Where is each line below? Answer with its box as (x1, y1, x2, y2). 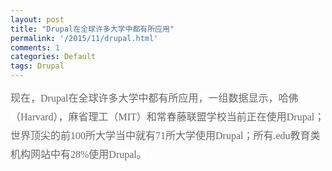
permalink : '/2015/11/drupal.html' (10, 33, 159, 43)
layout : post (10, 14, 65, 25)
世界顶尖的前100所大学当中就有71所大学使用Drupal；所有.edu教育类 (10, 130, 321, 141)
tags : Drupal (10, 61, 65, 71)
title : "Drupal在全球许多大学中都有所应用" (10, 24, 175, 34)
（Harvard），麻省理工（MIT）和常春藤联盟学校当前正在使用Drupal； (10, 111, 325, 123)
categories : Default (10, 52, 97, 62)
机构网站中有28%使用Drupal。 (10, 149, 147, 160)
